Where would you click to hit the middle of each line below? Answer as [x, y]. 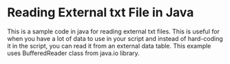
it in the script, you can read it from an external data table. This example [109, 46]
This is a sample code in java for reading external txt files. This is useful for [114, 31]
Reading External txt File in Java [101, 13]
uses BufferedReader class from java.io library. [73, 53]
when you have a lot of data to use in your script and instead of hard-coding [115, 38]
